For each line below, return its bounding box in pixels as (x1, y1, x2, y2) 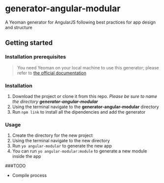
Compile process (12, 173, 47, 179)
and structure (5, 24, 33, 30)
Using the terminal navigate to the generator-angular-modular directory (12, 104, 159, 110)
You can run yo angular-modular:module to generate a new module (12, 148, 147, 154)
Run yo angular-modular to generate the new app (12, 143, 112, 149)
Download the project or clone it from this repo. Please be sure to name (12, 93, 157, 99)
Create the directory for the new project (12, 132, 93, 138)
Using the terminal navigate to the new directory (12, 138, 110, 144)
